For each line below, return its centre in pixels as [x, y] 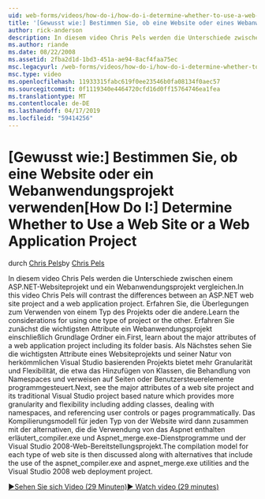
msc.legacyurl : [33, 67]
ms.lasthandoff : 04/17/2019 [54, 111]
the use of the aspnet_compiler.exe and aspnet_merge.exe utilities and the [129, 463]
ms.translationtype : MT [47, 96]
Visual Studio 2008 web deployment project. [80, 471]
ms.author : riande [38, 45]
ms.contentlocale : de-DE [49, 103]
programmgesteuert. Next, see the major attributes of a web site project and [131, 387]
